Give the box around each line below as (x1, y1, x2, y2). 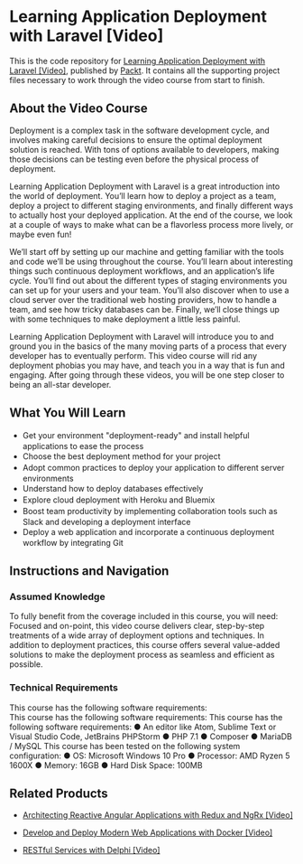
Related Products (9, 785, 108, 801)
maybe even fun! (9, 229, 72, 239)
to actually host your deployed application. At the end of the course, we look (9, 210, 293, 221)
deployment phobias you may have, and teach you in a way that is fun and (9, 360, 286, 371)
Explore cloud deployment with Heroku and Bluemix (22, 494, 216, 505)
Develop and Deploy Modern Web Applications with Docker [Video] (22, 827, 273, 838)
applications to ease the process (22, 440, 144, 451)
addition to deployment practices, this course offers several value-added (9, 640, 280, 651)
